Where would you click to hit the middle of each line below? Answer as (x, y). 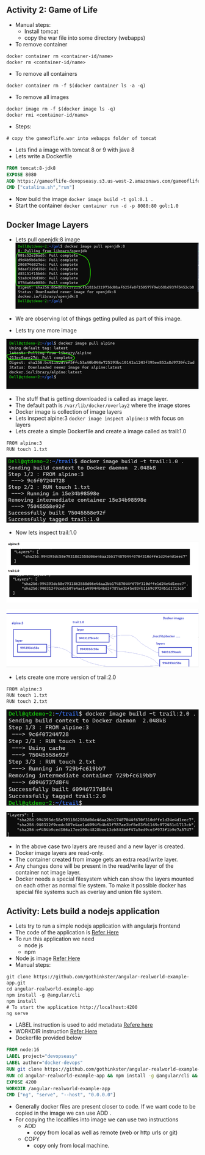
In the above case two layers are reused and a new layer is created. (100, 846)
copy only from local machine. (71, 1146)
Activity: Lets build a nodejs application (83, 911)
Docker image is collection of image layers (69, 411)
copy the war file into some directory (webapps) (85, 38)
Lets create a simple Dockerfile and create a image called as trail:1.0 (101, 431)
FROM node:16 (23, 1050)
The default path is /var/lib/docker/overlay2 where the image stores (103, 405)
